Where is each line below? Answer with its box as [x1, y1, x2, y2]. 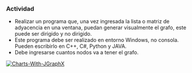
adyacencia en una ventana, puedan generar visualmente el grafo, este [14, 24, 187, 31]
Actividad [6, 5, 35, 13]
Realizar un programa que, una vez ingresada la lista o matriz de [14, 18, 170, 25]
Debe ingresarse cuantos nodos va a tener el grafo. [14, 49, 139, 56]
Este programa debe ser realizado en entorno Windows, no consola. [14, 37, 179, 44]
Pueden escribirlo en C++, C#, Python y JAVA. [14, 43, 127, 50]
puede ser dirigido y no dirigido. [14, 30, 92, 37]
